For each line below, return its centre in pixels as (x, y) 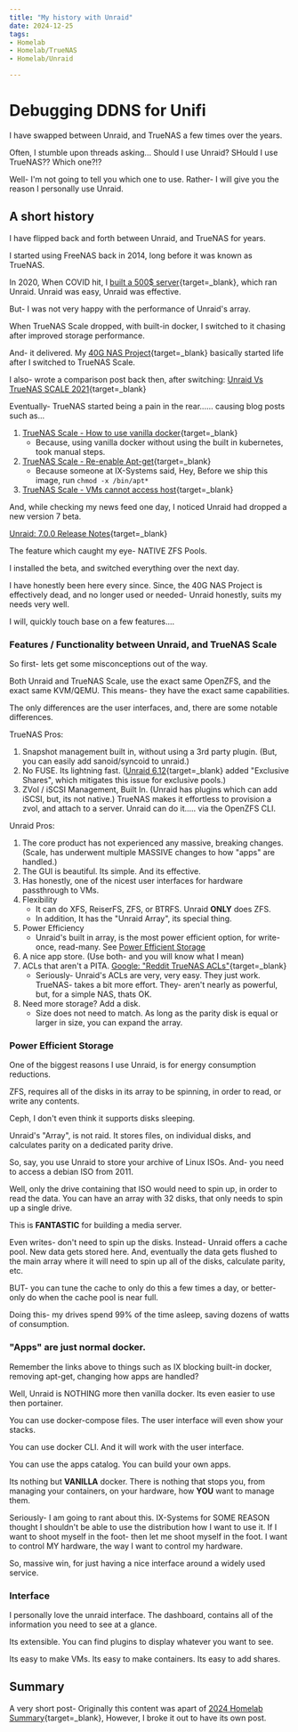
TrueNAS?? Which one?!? (56, 162)
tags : (19, 34)
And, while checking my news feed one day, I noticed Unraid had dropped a (148, 506)
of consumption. (39, 1324)
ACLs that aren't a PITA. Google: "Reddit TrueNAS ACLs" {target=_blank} (154, 966)
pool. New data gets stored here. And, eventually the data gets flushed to (143, 1252)
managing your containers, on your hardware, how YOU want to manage (142, 1491)
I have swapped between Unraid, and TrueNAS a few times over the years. (146, 135)
